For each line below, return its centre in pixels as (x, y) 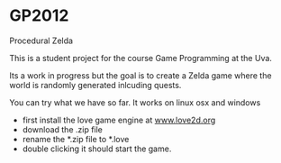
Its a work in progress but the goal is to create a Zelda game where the (140, 75)
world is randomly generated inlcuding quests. (95, 85)
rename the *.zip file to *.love (76, 139)
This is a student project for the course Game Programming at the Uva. (141, 58)
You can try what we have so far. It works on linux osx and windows (135, 102)
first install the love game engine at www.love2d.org (119, 120)
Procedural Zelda (41, 41)
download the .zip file (63, 129)
